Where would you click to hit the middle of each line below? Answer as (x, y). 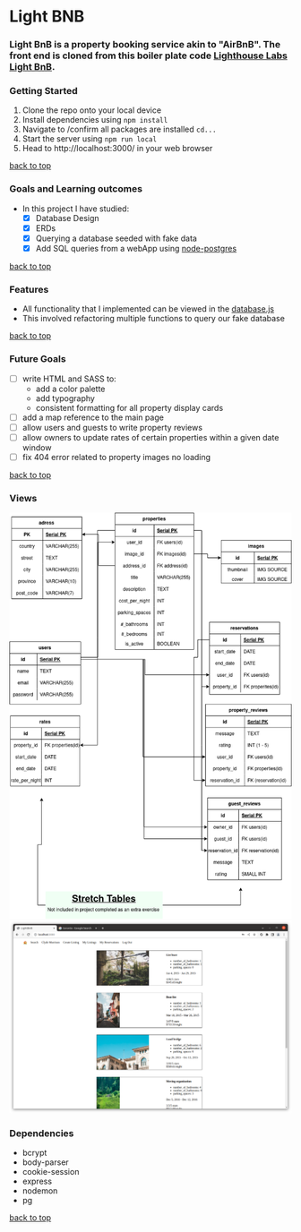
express (37, 1181)
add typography (65, 398)
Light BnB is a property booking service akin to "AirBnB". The (145, 45)
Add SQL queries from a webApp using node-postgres (136, 248)
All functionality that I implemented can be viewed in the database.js (148, 309)
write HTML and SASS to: (69, 379)
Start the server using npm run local (90, 139)
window (37, 447)
